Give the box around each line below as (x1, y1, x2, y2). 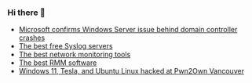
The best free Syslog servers (18, 41, 113, 51)
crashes (18, 33, 46, 42)
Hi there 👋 (7, 7, 46, 18)
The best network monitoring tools (18, 50, 131, 60)
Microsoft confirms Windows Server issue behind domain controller (18, 25, 238, 34)
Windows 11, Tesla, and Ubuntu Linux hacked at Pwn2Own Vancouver (18, 67, 245, 76)
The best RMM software (18, 58, 97, 67)
